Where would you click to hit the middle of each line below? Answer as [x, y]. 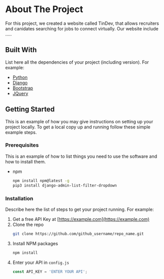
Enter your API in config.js [41, 262]
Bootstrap [23, 88]
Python [20, 77]
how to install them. [26, 161]
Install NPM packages [35, 243]
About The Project [44, 9]
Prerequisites [22, 145]
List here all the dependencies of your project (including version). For [77, 62]
